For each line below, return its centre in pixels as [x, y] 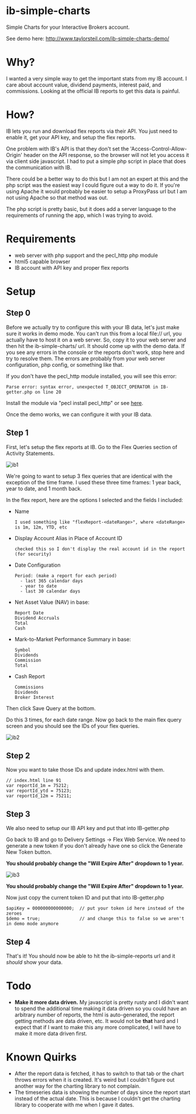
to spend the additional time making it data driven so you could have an [101, 1008]
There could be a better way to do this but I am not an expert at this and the [97, 179]
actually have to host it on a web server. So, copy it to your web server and [96, 340]
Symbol [23, 650]
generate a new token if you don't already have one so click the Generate [94, 846]
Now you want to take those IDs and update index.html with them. [85, 770]
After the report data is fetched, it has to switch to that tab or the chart [99, 1073]
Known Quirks [42, 1057]
